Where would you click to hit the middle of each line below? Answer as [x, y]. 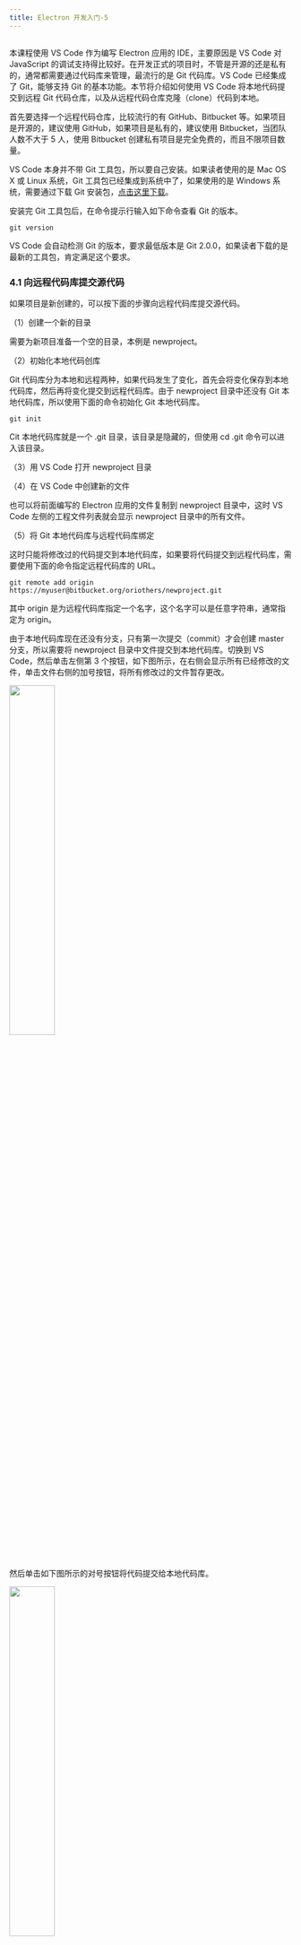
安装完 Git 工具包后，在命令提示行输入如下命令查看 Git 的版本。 [126, 211]
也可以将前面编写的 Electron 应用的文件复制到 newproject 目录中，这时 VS [146, 505]
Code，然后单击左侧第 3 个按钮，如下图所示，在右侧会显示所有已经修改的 [146, 661]
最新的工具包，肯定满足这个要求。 [72, 257]
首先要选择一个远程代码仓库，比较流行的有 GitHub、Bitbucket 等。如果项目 [148, 117]
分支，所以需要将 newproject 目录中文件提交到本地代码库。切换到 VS [137, 650]
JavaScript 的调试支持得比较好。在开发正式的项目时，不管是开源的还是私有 [148, 65]
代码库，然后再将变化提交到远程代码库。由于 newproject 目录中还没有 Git [145, 391]
